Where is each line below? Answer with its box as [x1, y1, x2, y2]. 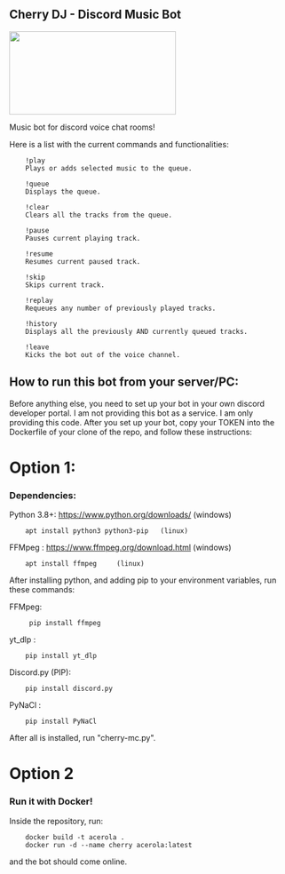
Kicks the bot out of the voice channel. [25, 350, 180, 359]
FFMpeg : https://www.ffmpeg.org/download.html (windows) [9, 542, 232, 553]
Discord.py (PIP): [9, 667, 71, 678]
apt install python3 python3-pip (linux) [25, 527, 189, 536]
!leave [25, 342, 50, 352]
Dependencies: [9, 489, 77, 501]
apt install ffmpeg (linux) [25, 560, 145, 568]
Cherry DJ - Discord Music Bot [9, 7, 182, 22]
